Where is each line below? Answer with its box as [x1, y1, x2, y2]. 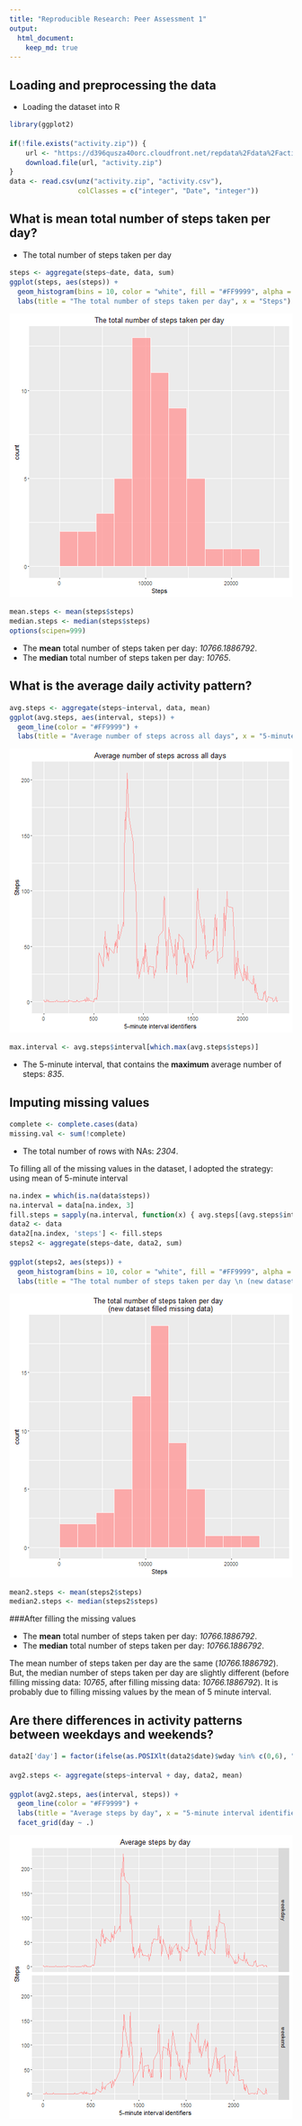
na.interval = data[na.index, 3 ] [9, 1200, 135, 1209]
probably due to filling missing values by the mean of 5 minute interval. [9, 1686, 272, 1698]
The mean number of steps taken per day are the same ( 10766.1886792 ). [9, 1658, 279, 1669]
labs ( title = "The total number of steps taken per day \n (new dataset [17, 1276, 296, 1286]
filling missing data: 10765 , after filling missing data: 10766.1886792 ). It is [9, 1677, 279, 1688]
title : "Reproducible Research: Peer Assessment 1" [9, 14, 207, 23]
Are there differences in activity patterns [9, 1712, 243, 1728]
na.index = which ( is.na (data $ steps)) [9, 1191, 151, 1200]
